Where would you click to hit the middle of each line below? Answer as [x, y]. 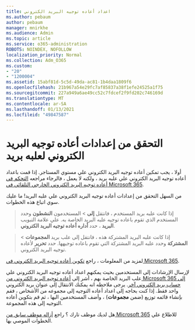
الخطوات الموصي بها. [29, 321]
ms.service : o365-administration [47, 44]
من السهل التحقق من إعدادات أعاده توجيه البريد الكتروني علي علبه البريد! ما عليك [94, 196]
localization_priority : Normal [44, 55]
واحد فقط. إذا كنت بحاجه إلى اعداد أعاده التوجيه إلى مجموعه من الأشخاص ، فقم [92, 291]
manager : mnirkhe [27, 28]
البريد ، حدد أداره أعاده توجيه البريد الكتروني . [68, 226]
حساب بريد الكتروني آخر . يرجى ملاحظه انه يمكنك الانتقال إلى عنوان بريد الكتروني [93, 284]
